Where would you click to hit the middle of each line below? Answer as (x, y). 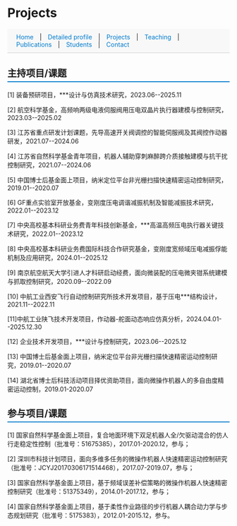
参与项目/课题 (37, 413)
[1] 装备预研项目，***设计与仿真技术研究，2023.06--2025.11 (95, 95)
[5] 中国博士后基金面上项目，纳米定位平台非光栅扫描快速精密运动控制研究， (117, 180)
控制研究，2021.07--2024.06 (49, 165)
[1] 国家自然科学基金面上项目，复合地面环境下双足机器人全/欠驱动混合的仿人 (118, 435)
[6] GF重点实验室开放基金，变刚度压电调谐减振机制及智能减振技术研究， (112, 202)
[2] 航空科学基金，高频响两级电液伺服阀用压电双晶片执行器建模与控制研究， (117, 109)
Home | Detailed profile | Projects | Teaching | (98, 37)
